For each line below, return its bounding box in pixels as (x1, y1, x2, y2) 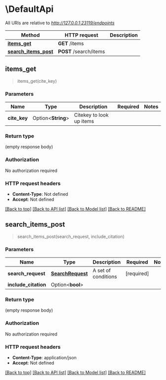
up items (74, 118, 94, 125)
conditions (92, 273, 117, 280)
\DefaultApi (5, 3, 54, 15)
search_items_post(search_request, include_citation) (17, 233, 125, 239)
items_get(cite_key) (17, 78, 57, 84)
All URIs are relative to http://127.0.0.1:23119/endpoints (5, 20, 115, 26)
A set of (92, 267, 111, 274)
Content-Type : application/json (12, 354, 77, 360)
